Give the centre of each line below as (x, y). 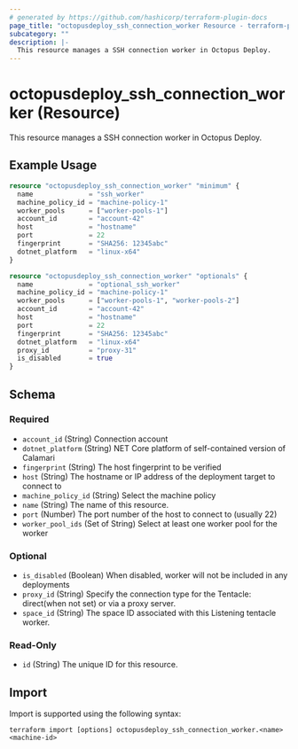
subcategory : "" (39, 34)
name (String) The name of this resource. (95, 504)
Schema (32, 394)
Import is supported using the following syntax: (95, 714)
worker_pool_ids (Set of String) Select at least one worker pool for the (149, 523)
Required (29, 419)
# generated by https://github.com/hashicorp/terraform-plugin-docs (138, 17)
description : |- (39, 42)
